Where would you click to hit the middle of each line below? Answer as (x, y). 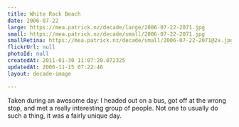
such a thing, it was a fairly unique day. (65, 116)
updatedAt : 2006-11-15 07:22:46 (55, 67)
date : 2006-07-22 (33, 21)
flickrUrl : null (31, 47)
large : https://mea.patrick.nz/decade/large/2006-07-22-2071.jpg (106, 27)
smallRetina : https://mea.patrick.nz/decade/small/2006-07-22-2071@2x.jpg (121, 41)
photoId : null (28, 54)
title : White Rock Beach (44, 14)
